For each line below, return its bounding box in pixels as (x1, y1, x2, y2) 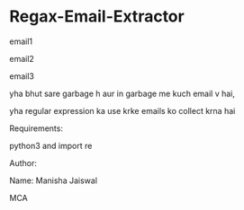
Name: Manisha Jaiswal (9, 175, 97, 186)
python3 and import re (9, 140, 93, 151)
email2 (9, 53, 34, 64)
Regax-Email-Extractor (9, 6, 185, 27)
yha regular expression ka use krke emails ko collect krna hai (9, 105, 236, 116)
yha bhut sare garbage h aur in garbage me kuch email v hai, (9, 88, 236, 99)
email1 (9, 36, 33, 47)
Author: (9, 157, 38, 168)
